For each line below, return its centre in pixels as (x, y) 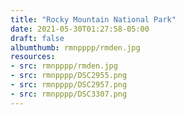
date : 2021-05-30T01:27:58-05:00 (80, 29)
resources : (33, 57)
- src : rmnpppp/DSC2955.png (69, 76)
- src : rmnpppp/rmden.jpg (64, 66)
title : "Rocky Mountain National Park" (93, 19)
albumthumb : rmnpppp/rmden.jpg (75, 47)
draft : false (37, 38)
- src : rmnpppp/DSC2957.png (69, 85)
